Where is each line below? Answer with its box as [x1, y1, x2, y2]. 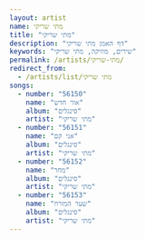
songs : [9, 81, 34, 90]
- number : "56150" [17, 89, 88, 98]
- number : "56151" [17, 124, 88, 133]
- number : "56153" [17, 191, 88, 200]
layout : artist [9, 13, 67, 23]
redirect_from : [9, 65, 67, 74]
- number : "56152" [17, 156, 88, 166]
